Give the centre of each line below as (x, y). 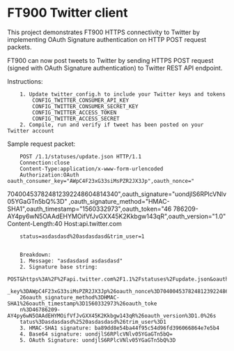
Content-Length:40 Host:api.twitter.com (64, 223)
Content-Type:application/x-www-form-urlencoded (92, 169)
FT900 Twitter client (68, 13)
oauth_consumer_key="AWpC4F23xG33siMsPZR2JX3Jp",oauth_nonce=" (101, 181)
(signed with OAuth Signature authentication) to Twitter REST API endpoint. (115, 68)
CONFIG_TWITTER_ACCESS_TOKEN (75, 112)
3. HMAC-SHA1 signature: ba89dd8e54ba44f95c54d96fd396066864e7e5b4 (119, 328)
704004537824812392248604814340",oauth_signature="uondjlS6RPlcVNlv (117, 194)
